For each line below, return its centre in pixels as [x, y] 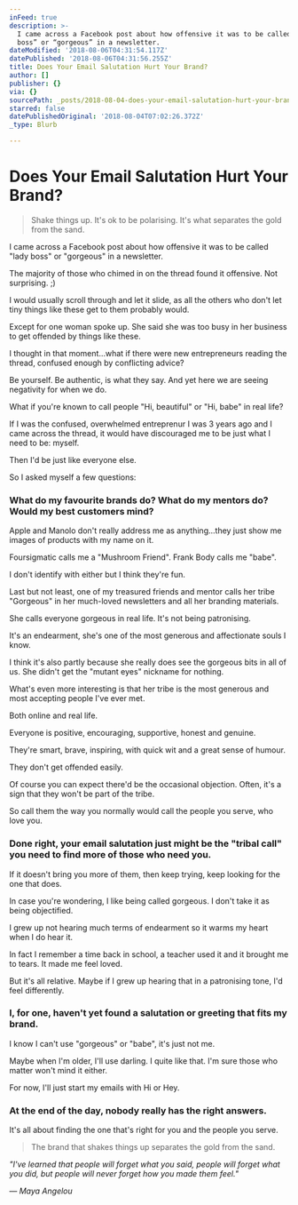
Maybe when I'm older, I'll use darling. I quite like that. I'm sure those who [143, 1061]
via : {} [24, 92]
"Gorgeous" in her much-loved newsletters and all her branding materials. [144, 602]
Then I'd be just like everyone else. [73, 459]
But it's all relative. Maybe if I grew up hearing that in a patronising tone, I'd [146, 981]
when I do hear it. [41, 937]
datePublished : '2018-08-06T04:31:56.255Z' [91, 59]
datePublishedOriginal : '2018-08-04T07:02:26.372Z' [106, 116]
